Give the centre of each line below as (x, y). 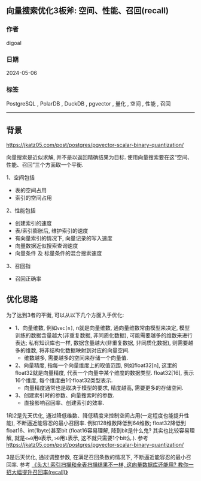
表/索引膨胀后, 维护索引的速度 (51, 231)
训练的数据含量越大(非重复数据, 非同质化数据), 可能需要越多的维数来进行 (103, 335)
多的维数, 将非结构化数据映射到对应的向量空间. (72, 350)
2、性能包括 (21, 211)
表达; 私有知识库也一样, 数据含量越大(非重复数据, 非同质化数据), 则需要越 (104, 342)
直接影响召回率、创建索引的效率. (64, 402)
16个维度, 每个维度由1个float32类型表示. (64, 380)
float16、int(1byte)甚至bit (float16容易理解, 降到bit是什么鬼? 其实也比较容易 (98, 430)
